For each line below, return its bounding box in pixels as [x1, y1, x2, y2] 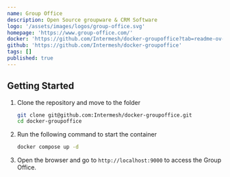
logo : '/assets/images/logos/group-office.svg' [7, 23, 146, 29]
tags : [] [7, 49, 32, 56]
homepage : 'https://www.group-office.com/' [7, 29, 133, 36]
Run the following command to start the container [16, 130, 157, 139]
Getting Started [7, 80, 75, 92]
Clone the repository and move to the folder [16, 98, 141, 106]
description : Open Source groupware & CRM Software [7, 16, 157, 23]
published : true [7, 55, 53, 62]
